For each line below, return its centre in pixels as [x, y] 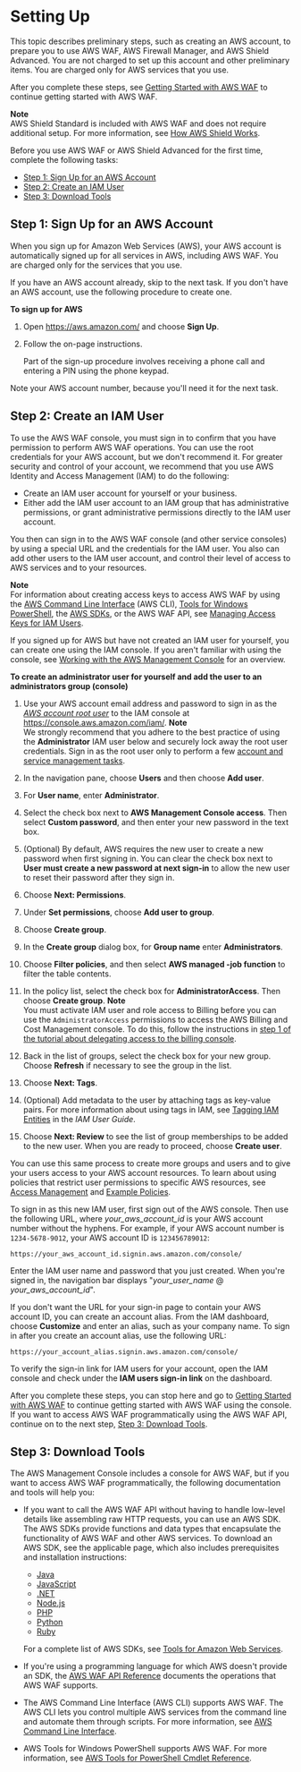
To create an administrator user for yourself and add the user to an [136, 677]
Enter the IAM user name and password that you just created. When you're [147, 1270]
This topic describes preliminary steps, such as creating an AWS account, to [150, 41]
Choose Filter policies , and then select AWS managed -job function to [154, 964]
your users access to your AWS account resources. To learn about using [143, 1172]
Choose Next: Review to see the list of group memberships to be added [155, 1136]
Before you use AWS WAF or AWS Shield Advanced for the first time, [137, 150]
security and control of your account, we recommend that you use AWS [142, 466]
